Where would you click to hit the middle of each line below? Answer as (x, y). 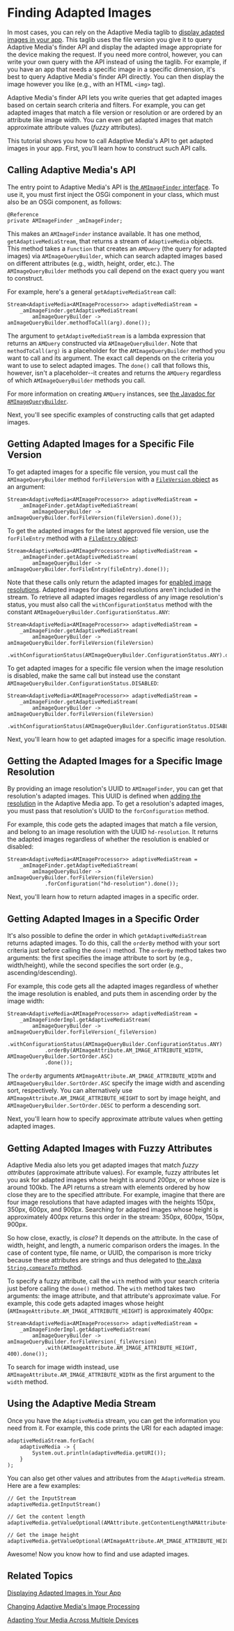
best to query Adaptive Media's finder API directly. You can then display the (116, 76)
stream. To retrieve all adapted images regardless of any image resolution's (115, 597)
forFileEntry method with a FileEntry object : (73, 538)
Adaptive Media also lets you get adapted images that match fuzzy (103, 1165)
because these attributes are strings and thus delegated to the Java (104, 1260)
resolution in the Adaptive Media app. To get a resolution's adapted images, (116, 803)
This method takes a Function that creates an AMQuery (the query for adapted (117, 248)
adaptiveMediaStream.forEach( (51, 1440)
